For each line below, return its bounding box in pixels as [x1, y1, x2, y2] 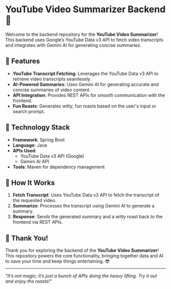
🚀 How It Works [5, 178, 55, 187]
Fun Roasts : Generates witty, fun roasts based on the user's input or [12, 103, 157, 109]
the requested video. [12, 197, 56, 203]
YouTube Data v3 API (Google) [20, 153, 84, 159]
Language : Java [12, 142, 47, 148]
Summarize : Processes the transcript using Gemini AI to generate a [12, 203, 155, 209]
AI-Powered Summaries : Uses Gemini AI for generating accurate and [12, 81, 159, 87]
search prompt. [12, 108, 45, 114]
